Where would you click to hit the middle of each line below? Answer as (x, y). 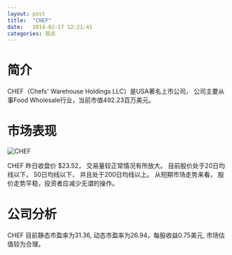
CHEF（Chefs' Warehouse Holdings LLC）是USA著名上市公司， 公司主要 (113, 92)
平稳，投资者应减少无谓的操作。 (72, 183)
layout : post (26, 14)
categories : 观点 (32, 33)
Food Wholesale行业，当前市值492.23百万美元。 (84, 100)
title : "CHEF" (30, 20)
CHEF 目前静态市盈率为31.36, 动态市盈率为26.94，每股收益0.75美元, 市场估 (116, 235)
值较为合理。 (26, 244)
